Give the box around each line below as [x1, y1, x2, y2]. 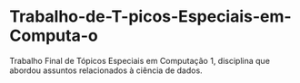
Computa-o [9, 25, 98, 46]
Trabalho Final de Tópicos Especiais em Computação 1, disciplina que [9, 55, 271, 66]
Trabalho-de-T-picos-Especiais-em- [9, 6, 293, 27]
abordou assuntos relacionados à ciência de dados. [9, 65, 203, 76]
